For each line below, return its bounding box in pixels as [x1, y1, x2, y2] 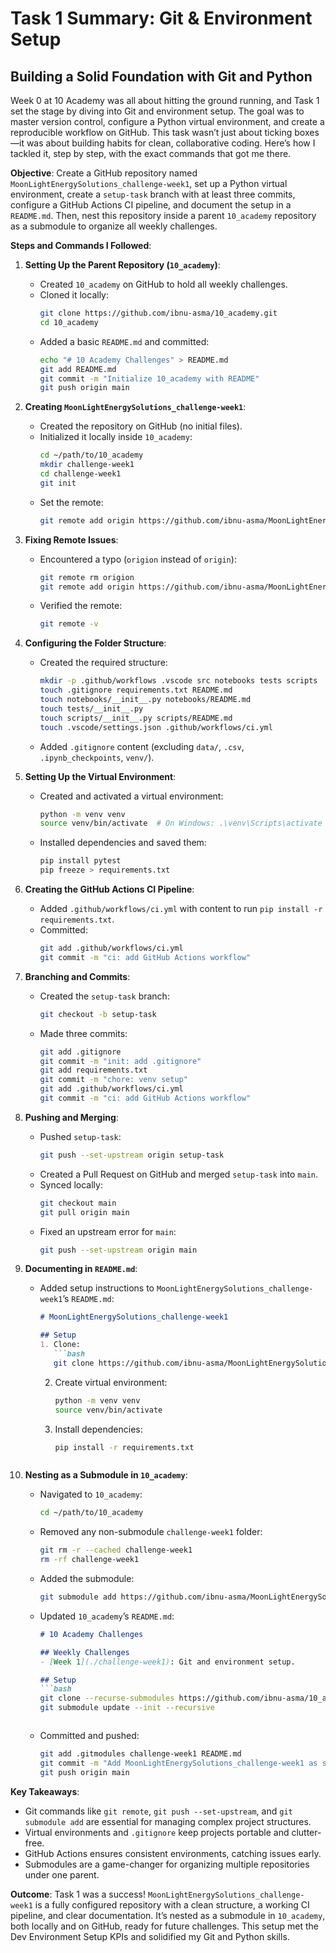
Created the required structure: [39, 657, 168, 669]
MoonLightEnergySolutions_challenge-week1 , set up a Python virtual [10, 178, 288, 189]
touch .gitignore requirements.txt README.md [39, 685, 233, 696]
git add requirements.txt [39, 1065, 148, 1076]
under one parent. [24, 1868, 100, 1881]
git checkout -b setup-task [39, 1009, 157, 1019]
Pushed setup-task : [39, 1130, 122, 1142]
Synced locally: [39, 1178, 103, 1191]
